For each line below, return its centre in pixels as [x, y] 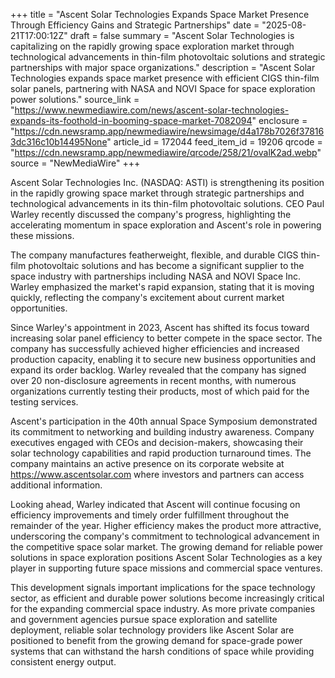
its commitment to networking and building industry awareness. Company [162, 432]
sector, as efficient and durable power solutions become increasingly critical [167, 598]
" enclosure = [279, 120]
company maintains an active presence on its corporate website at [147, 463]
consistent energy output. [63, 662]
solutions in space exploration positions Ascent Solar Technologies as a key [166, 557]
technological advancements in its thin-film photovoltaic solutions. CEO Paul [167, 203]
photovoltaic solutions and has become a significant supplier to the [166, 265]
